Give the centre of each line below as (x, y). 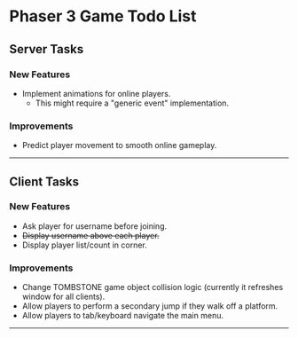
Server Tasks (47, 49)
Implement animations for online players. (96, 93)
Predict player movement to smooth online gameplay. (119, 145)
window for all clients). (63, 297)
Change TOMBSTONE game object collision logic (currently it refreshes (153, 287)
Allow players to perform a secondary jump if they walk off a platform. (150, 306)
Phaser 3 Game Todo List (103, 16)
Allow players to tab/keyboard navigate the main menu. (123, 316)
